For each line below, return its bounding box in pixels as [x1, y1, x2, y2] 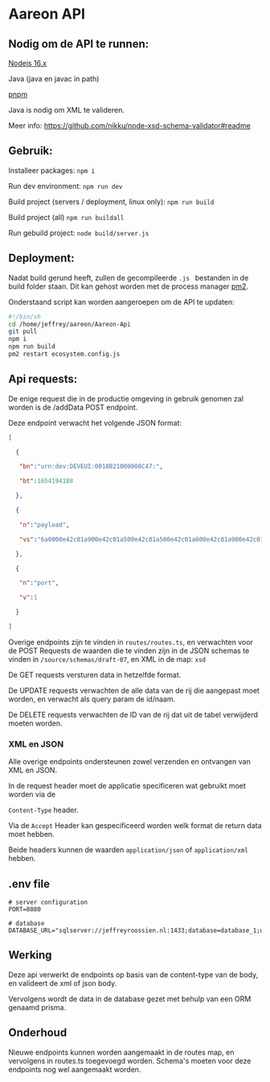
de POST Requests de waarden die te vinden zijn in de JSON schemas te [8, 646, 250, 655]
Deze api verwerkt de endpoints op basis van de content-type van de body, [8, 969, 259, 980]
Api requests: [8, 372, 78, 386]
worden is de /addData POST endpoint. [8, 402, 138, 412]
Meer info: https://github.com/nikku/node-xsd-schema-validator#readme [8, 121, 251, 130]
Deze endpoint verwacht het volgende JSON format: [8, 418, 182, 427]
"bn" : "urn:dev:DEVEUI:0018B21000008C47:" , [18, 463, 163, 471]
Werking [8, 948, 52, 962]
